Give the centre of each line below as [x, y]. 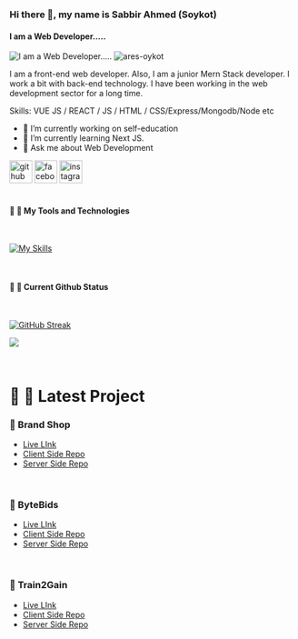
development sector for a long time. [76, 94]
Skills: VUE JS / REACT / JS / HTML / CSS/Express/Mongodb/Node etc [142, 111]
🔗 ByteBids [34, 504]
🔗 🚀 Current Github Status [59, 286]
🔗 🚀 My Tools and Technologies [70, 210]
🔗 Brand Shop [40, 424]
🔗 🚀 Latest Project [77, 396]
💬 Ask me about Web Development [88, 148]
